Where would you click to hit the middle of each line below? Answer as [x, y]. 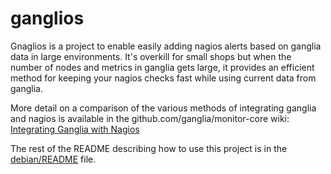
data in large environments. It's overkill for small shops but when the [151, 56]
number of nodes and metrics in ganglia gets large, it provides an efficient [162, 67]
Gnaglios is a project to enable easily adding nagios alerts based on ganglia [166, 46]
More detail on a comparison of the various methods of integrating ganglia [163, 108]
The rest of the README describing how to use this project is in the [149, 148]
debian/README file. [53, 159]
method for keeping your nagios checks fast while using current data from [163, 78]
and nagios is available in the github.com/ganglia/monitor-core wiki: [150, 118]
